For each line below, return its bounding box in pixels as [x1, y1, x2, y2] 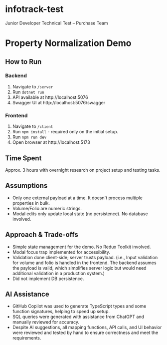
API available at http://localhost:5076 [12, 94, 88, 100]
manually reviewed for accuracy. [12, 319, 80, 325]
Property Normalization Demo [5, 37, 132, 49]
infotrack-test [5, 3, 64, 15]
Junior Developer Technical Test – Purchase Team [5, 20, 108, 26]
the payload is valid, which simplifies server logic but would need [12, 265, 147, 271]
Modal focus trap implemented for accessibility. [12, 249, 111, 255]
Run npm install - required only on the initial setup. [12, 129, 119, 135]
